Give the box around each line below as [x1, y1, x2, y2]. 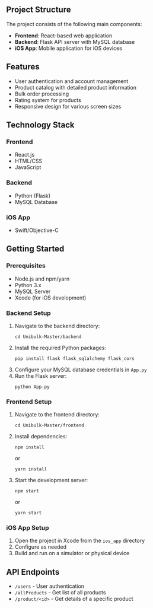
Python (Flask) [14, 192, 51, 199]
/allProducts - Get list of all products [14, 589, 106, 596]
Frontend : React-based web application [14, 32, 113, 39]
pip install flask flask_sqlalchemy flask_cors [14, 355, 135, 361]
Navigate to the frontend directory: [14, 411, 100, 418]
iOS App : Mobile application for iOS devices [14, 44, 123, 52]
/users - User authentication [14, 582, 85, 590]
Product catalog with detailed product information [14, 84, 137, 91]
